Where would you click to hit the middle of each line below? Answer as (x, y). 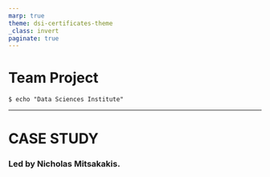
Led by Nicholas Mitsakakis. (64, 164)
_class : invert (34, 31)
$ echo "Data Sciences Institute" (66, 100)
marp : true (27, 16)
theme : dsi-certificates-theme (61, 23)
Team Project (53, 78)
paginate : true (34, 38)
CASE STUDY (53, 139)
